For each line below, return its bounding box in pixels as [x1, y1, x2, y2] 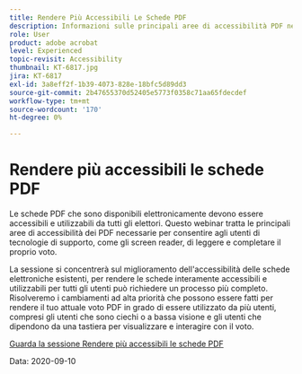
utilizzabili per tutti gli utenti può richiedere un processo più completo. [9, 283, 268, 294]
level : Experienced [9, 47, 83, 56]
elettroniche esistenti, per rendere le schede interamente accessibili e [9, 274, 268, 284]
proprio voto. [9, 247, 58, 257]
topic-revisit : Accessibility [9, 55, 123, 64]
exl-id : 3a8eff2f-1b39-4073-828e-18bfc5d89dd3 [9, 80, 187, 89]
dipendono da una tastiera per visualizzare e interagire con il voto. [9, 321, 254, 332]
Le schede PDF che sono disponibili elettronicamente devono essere [9, 208, 263, 220]
